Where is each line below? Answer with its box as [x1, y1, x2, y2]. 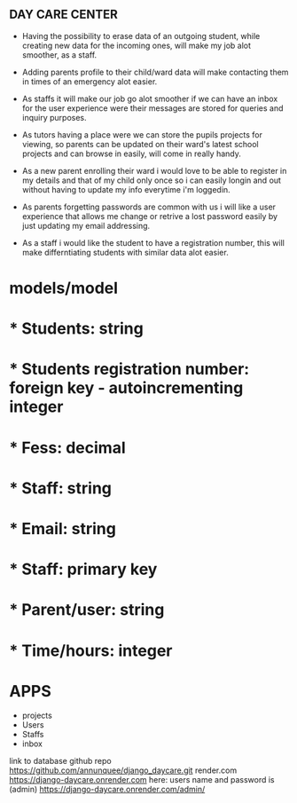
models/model [9, 279, 118, 298]
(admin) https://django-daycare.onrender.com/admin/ [9, 784, 206, 795]
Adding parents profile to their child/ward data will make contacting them [21, 67, 289, 77]
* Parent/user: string [9, 600, 165, 620]
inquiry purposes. [21, 112, 87, 122]
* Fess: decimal [9, 437, 126, 458]
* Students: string [9, 319, 144, 339]
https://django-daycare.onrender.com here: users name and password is [9, 775, 275, 785]
